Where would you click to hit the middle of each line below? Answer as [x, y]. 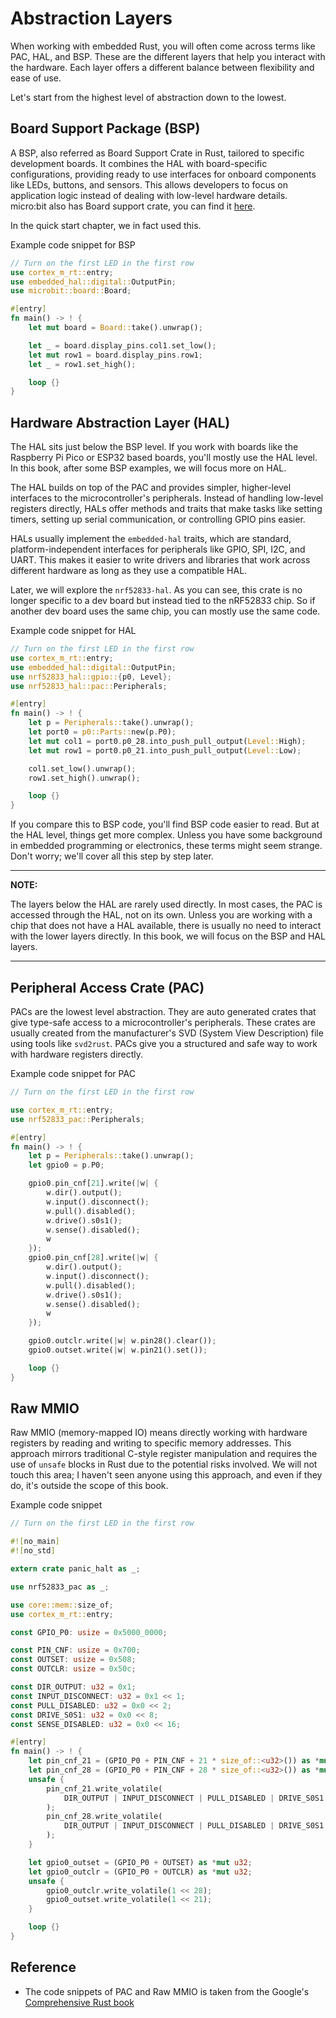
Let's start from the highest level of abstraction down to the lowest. [148, 97]
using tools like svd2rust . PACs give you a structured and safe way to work [164, 1043]
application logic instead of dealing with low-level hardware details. [149, 195]
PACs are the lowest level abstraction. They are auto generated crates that [163, 1011]
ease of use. [36, 78]
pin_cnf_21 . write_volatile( [104, 1788]
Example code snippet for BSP [73, 244]
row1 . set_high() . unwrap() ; [84, 778]
